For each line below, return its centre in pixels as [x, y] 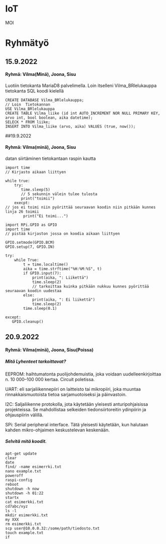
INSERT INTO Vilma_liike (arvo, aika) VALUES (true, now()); [70, 126]
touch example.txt [24, 533]
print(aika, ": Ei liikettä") [63, 300]
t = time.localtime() [46, 264]
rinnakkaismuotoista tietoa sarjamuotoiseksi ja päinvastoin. [66, 394]
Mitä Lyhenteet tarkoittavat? [36, 361]
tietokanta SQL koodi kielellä [35, 90]
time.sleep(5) [36, 190]
